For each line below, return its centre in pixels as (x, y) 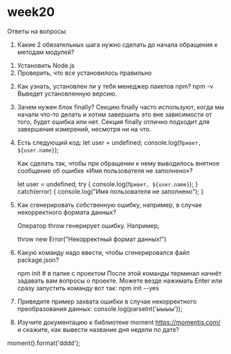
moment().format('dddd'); (44, 343)
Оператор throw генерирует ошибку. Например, (89, 225)
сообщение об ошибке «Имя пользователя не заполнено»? (105, 170)
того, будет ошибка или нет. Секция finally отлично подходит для (113, 121)
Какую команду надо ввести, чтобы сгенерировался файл (103, 252)
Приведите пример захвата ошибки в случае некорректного (107, 301)
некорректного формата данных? (66, 212)
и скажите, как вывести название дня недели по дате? (98, 329)
